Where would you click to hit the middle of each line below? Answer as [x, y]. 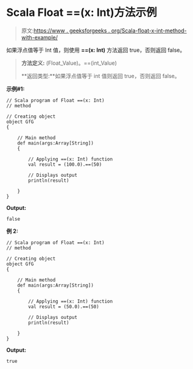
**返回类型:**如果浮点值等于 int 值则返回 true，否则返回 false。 [100, 76]
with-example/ [39, 37]
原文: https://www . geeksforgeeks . [65, 30]
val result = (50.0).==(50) [64, 306]
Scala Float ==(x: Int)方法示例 [82, 13]
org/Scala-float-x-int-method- [149, 30]
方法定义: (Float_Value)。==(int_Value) [69, 63]
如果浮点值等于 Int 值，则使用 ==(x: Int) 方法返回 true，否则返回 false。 [96, 50]
